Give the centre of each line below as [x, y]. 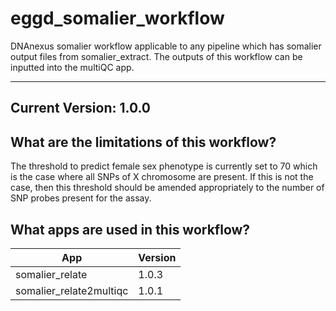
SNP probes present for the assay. [81, 198]
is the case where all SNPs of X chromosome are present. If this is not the [162, 177]
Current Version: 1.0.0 [81, 108]
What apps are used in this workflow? [130, 229]
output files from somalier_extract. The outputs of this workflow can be [156, 56]
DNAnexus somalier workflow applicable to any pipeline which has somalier [166, 46]
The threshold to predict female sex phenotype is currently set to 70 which [164, 166]
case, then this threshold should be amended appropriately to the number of [167, 188]
